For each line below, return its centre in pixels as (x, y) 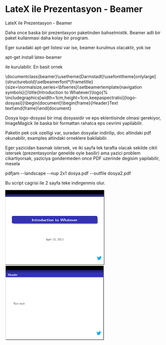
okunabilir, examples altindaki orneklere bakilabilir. (56, 138)
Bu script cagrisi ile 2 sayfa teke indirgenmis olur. (55, 183)
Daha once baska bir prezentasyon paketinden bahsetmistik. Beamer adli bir (83, 32)
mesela (13, 163)
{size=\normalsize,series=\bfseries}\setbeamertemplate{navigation (74, 87)
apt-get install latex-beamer (33, 57)
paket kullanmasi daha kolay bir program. (47, 38)
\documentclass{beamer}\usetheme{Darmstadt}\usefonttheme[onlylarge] (81, 76)
